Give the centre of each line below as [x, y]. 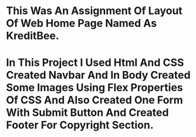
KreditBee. [33, 36]
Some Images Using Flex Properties [94, 88]
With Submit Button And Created [87, 113]
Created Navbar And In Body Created [98, 75]
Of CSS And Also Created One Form [94, 100]
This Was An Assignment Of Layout [94, 11]
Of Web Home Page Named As [82, 23]
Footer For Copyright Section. [80, 125]
